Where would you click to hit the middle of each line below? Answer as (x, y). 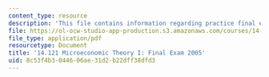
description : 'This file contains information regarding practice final (132, 23)
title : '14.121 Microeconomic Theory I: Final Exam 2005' (107, 53)
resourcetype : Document (48, 46)
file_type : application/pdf (55, 38)
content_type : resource (48, 16)
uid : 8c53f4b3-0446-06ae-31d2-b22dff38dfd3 (82, 61)
